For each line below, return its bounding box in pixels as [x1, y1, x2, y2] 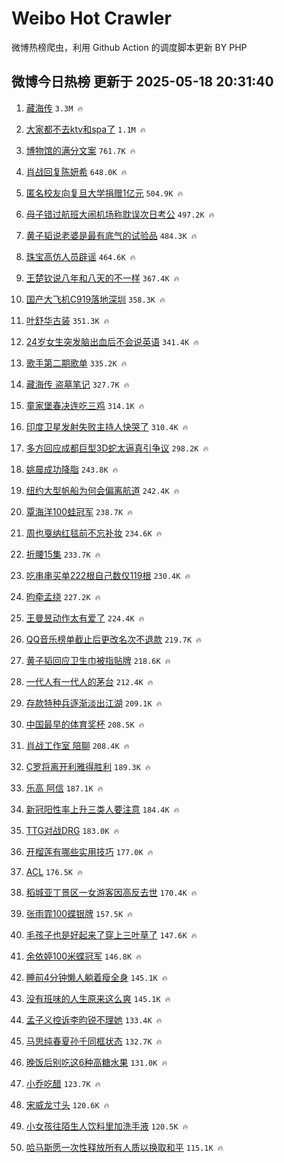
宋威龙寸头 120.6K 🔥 [25, 1098, 110, 1111]
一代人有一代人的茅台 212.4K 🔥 [25, 675, 154, 687]
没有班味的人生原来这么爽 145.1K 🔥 [25, 992, 171, 1004]
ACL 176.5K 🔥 [25, 865, 83, 877]
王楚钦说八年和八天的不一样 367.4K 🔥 [25, 272, 180, 284]
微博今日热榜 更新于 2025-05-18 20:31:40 [11, 73, 274, 91]
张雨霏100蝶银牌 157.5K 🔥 [25, 907, 133, 919]
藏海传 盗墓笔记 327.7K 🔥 [25, 378, 130, 390]
